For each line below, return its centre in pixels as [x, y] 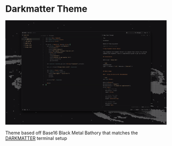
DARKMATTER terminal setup [36, 138]
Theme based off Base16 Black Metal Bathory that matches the [72, 133]
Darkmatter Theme [47, 9]
